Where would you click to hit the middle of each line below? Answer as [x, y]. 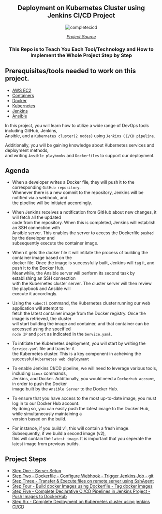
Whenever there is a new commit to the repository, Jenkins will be [78, 193]
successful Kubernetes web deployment [51, 359]
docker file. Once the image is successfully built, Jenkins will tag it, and [83, 263]
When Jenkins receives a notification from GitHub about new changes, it [84, 212]
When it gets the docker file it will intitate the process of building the [80, 253]
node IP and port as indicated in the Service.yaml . [62, 334]
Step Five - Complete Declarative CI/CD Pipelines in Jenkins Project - [81, 491]
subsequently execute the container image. [55, 243]
